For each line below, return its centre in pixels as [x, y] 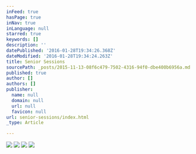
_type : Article [25, 123]
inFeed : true [22, 12]
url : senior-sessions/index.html [48, 117]
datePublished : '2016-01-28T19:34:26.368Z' [61, 51]
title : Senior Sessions [36, 61]
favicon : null [29, 112]
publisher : [20, 90]
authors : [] [21, 84]
